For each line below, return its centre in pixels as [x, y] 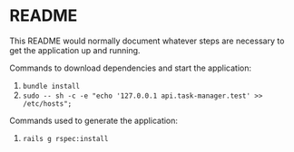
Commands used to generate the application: [94, 120]
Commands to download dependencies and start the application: [131, 68]
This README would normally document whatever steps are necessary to [147, 41]
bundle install [51, 86]
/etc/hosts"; [47, 104]
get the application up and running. [75, 50]
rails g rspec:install [65, 138]
